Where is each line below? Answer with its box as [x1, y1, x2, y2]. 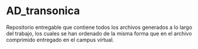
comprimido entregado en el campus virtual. [6, 36, 114, 43]
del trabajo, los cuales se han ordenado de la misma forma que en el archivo [6, 30, 192, 37]
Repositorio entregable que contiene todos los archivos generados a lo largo [6, 24, 193, 31]
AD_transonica [6, 4, 80, 18]
